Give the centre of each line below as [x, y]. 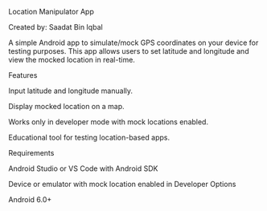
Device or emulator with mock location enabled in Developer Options [122, 184]
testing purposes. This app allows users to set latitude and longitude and [129, 51]
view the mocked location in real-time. [72, 60]
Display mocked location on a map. [66, 106]
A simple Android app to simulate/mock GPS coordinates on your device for [133, 43]
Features [23, 75]
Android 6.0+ [30, 199]
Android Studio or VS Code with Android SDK [83, 168]
